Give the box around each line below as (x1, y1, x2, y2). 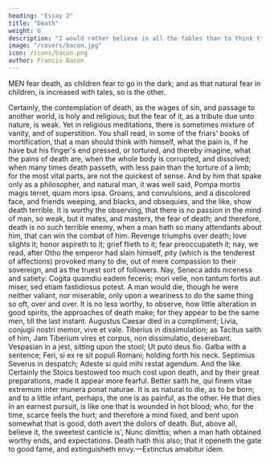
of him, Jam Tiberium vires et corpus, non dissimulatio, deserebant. (8, 333, 232, 342)
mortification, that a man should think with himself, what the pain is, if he (8, 137, 248, 146)
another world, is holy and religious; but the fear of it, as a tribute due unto (8, 111, 255, 121)
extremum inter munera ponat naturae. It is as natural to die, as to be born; (8, 384, 255, 394)
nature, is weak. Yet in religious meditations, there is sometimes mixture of (8, 120, 255, 129)
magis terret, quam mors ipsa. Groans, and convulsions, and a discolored (8, 188, 251, 198)
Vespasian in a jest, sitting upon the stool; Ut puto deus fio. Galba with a (8, 341, 247, 351)
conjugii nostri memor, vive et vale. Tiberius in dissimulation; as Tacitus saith (8, 325, 262, 334)
